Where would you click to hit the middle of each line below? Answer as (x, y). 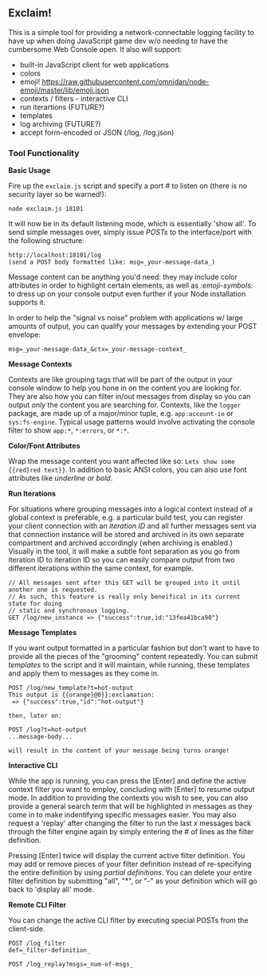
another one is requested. (53, 590)
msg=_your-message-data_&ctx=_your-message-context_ (98, 350)
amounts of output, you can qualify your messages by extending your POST (133, 327)
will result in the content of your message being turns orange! (119, 751)
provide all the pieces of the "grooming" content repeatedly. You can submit (133, 657)
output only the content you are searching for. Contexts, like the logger (125, 405)
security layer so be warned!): (57, 194)
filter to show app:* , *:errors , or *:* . (69, 430)
